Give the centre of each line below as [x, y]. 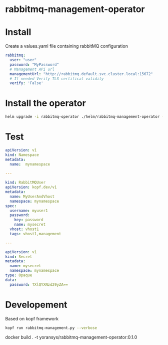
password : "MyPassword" [34, 64]
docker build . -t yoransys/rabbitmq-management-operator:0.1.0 [71, 337]
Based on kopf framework [32, 318]
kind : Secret [19, 257]
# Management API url [32, 69]
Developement [36, 305]
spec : [11, 206]
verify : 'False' [26, 83]
